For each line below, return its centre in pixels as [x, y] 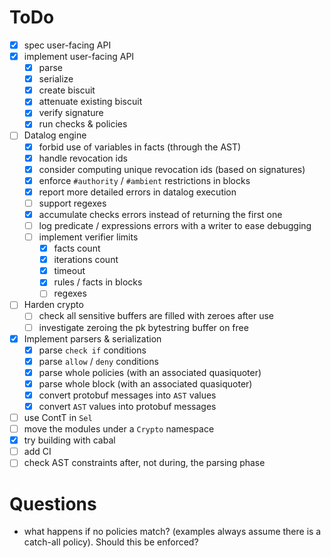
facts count [77, 248]
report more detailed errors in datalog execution [137, 192]
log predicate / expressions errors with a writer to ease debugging [175, 225]
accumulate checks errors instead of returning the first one [160, 214]
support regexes [72, 203]
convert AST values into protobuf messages [127, 406]
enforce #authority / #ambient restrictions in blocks [144, 180]
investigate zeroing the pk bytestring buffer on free [143, 327]
